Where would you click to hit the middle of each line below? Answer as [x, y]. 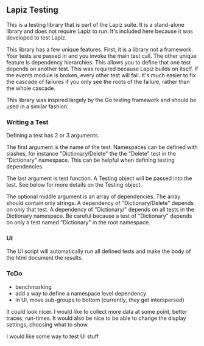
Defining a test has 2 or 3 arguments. [53, 136]
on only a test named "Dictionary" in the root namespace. [78, 223]
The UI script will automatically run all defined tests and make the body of [99, 251]
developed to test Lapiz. [37, 37]
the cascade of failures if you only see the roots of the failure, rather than [98, 81]
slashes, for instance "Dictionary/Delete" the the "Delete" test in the [91, 154]
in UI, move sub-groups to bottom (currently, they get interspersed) [100, 300]
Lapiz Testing [33, 10]
